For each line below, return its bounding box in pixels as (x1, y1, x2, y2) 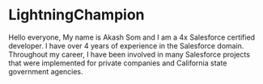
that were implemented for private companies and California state (8, 58, 227, 68)
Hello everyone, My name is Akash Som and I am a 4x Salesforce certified (8, 32, 256, 42)
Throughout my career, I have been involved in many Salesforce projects (8, 49, 251, 59)
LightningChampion (8, 6, 145, 24)
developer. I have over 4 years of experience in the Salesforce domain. (8, 40, 244, 50)
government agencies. (8, 66, 83, 76)
